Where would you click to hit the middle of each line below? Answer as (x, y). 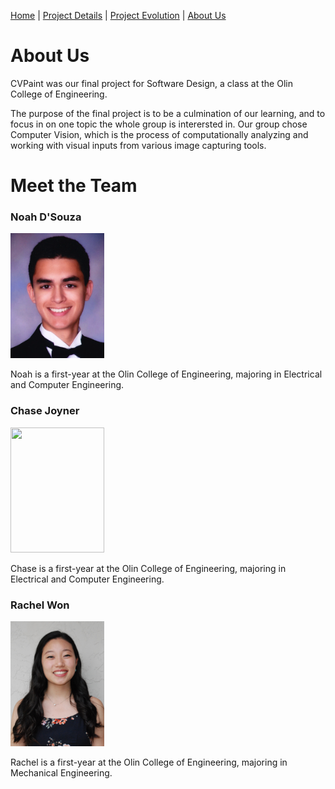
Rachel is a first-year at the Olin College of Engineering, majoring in (149, 762)
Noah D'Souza (46, 217)
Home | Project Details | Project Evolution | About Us (118, 15)
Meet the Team (74, 186)
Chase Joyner (45, 411)
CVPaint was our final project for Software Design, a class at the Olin (151, 83)
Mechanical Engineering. (61, 773)
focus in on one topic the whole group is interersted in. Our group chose (159, 124)
